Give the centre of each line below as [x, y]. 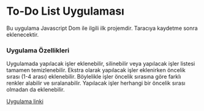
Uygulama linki [25, 101]
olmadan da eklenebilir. [36, 90]
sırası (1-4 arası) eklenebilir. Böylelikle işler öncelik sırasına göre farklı [94, 77]
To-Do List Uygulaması [65, 11]
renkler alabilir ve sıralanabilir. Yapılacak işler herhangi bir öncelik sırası [96, 83]
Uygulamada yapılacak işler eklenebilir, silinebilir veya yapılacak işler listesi [101, 64]
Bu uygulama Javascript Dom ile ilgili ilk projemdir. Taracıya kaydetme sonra [102, 28]
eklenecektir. [23, 34]
